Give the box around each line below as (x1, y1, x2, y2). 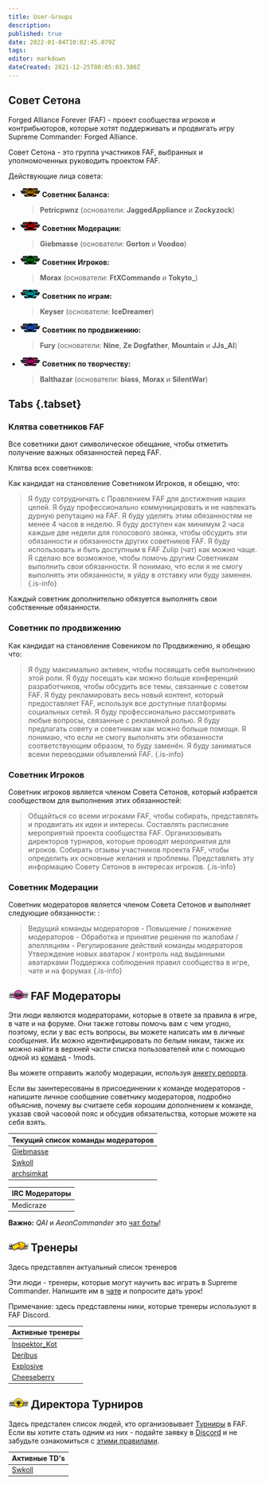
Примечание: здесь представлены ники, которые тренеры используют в (8, 1301, 257, 1311)
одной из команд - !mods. (8, 1052, 96, 1063)
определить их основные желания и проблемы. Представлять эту (27, 853, 255, 863)
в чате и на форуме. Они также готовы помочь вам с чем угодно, (8, 1019, 232, 1029)
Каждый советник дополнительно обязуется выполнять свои (8, 594, 217, 604)
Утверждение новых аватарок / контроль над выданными (27, 949, 225, 959)
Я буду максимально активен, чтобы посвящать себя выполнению (27, 664, 256, 674)
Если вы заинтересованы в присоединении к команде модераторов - (8, 1083, 246, 1093)
